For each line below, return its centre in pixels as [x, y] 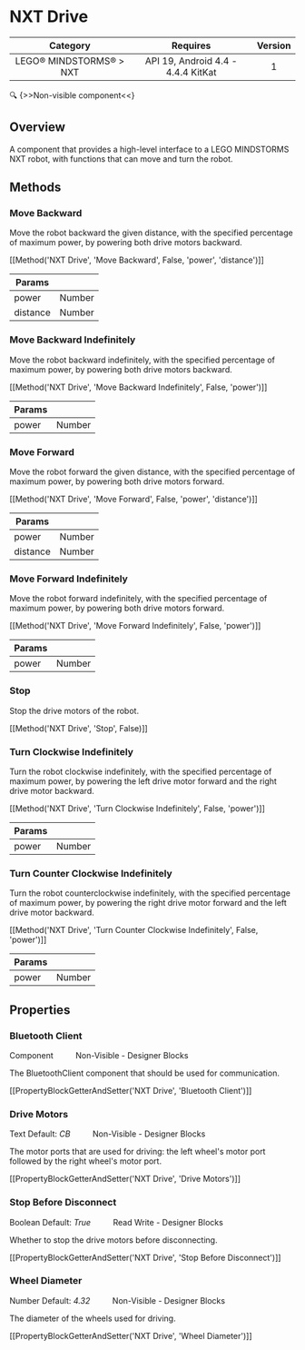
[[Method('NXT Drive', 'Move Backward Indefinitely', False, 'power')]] [138, 387]
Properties [40, 1010]
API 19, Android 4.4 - [191, 61]
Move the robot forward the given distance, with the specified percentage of [152, 472]
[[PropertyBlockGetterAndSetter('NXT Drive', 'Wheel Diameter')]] [131, 1335]
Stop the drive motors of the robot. [74, 710]
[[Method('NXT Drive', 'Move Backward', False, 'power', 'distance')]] [137, 260]
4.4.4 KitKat [191, 72]
